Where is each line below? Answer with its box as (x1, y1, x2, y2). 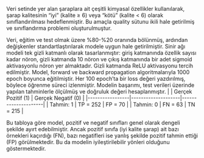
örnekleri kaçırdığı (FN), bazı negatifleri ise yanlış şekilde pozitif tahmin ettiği (6, 132, 199, 139)
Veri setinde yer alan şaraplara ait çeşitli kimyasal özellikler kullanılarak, (6, 5, 185, 12)
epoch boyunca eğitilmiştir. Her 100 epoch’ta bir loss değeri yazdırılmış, (6, 75, 186, 82)
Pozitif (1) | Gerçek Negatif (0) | (6, 94, 85, 101)
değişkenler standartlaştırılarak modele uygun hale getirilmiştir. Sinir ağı (6, 43, 186, 50)
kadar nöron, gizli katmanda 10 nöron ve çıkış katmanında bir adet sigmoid (6, 56, 192, 63)
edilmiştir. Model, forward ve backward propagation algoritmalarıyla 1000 (6, 69, 190, 75)
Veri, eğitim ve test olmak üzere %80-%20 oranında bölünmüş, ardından (6, 36, 188, 43)
